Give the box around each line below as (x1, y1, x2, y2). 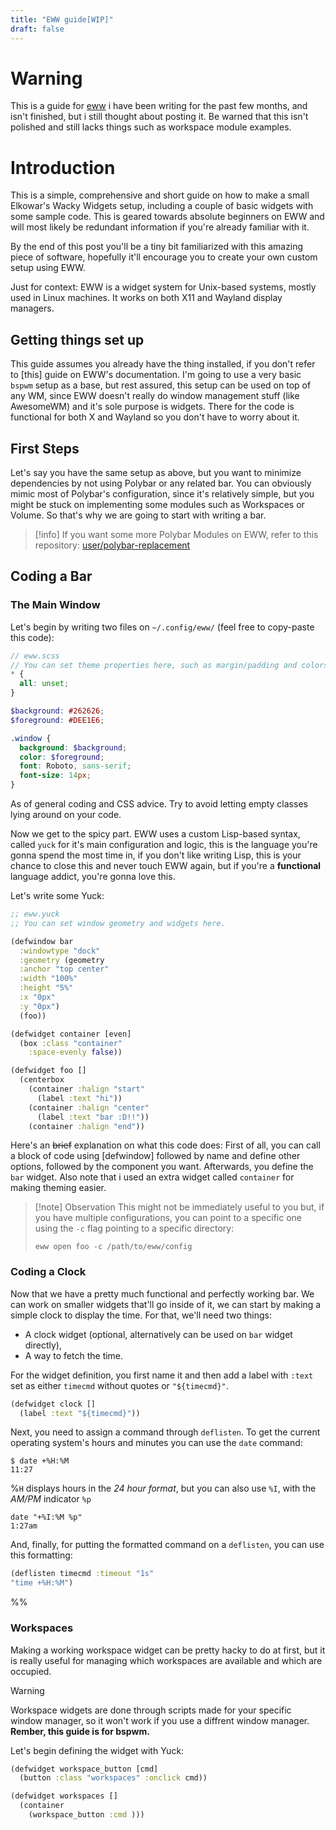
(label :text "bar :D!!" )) (36, 1112, 150, 1122)
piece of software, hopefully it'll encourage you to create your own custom (10, 251, 318, 263)
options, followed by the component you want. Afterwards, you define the (10, 1161, 314, 1173)
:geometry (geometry (19, 955, 105, 965)
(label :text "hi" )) (36, 1093, 123, 1103)
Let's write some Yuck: (10, 890, 105, 902)
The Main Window (10, 598, 101, 612)
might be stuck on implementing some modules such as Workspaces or (10, 499, 305, 510)
